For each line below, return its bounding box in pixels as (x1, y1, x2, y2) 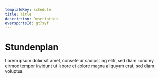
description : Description (5, 16, 58, 21)
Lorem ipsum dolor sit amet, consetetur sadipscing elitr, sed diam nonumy (5, 58, 154, 64)
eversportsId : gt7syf (5, 20, 49, 26)
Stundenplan (5, 42, 59, 53)
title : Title (5, 12, 32, 17)
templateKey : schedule (5, 7, 51, 12)
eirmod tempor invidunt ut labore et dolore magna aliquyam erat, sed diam (5, 63, 155, 69)
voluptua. (5, 68, 24, 74)
